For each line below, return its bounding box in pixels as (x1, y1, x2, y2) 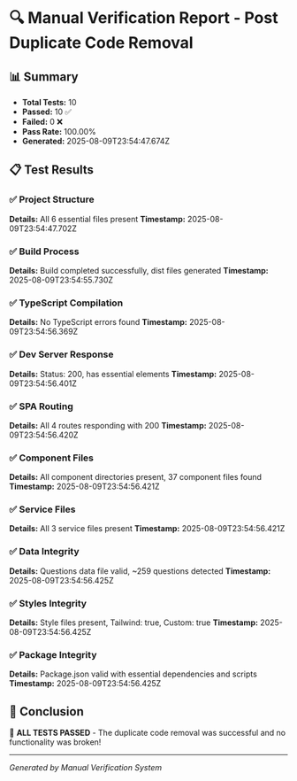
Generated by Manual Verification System (9, 762, 162, 773)
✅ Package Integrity (9, 648, 97, 661)
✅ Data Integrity (9, 545, 80, 558)
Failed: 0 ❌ (21, 117, 64, 127)
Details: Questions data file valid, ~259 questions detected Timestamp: (9, 565, 271, 576)
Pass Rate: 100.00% (21, 127, 97, 136)
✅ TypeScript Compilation (9, 297, 124, 309)
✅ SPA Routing (9, 400, 73, 413)
